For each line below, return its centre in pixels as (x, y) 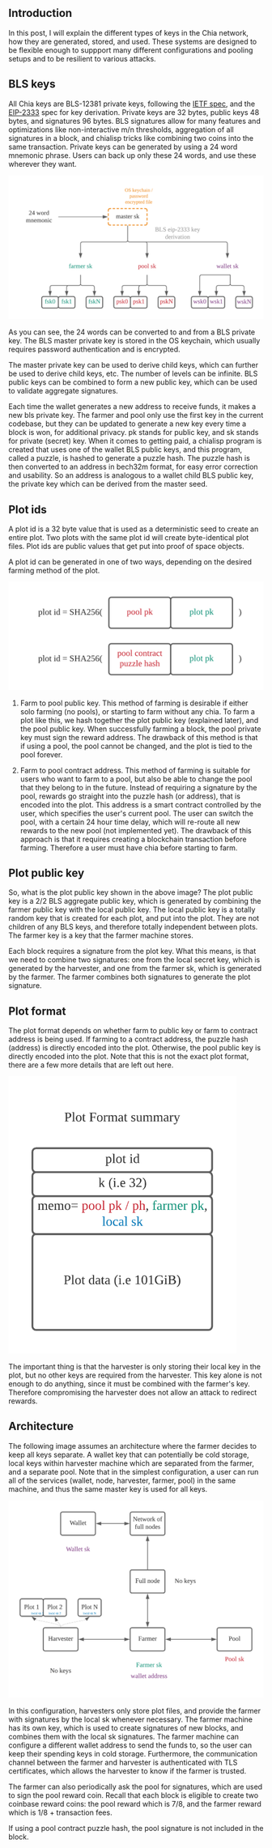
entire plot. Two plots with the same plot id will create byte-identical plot (129, 537)
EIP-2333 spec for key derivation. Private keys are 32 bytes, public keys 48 (134, 112)
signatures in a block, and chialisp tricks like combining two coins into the (131, 138)
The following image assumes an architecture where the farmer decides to (133, 1446)
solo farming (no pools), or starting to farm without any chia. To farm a (137, 711)
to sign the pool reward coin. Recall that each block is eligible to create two (134, 1795)
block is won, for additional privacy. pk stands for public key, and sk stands (134, 432)
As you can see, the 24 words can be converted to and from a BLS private (132, 332)
